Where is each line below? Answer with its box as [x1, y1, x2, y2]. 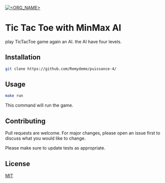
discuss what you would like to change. [5, 135, 86, 142]
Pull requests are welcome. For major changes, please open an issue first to [5, 130, 161, 136]
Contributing [5, 117, 46, 125]
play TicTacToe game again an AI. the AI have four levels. [5, 38, 122, 44]
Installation [5, 53, 41, 62]
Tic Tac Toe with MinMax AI [5, 22, 122, 33]
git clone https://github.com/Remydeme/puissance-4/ [5, 66, 117, 71]
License [5, 160, 30, 168]
